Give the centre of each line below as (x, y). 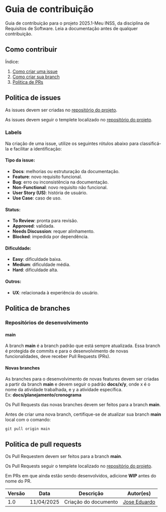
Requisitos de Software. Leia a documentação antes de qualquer (72, 28)
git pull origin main (28, 429)
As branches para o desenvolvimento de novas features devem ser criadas (82, 379)
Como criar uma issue (35, 71)
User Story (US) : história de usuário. (50, 193)
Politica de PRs (28, 82)
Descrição (91, 493)
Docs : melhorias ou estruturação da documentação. (66, 172)
